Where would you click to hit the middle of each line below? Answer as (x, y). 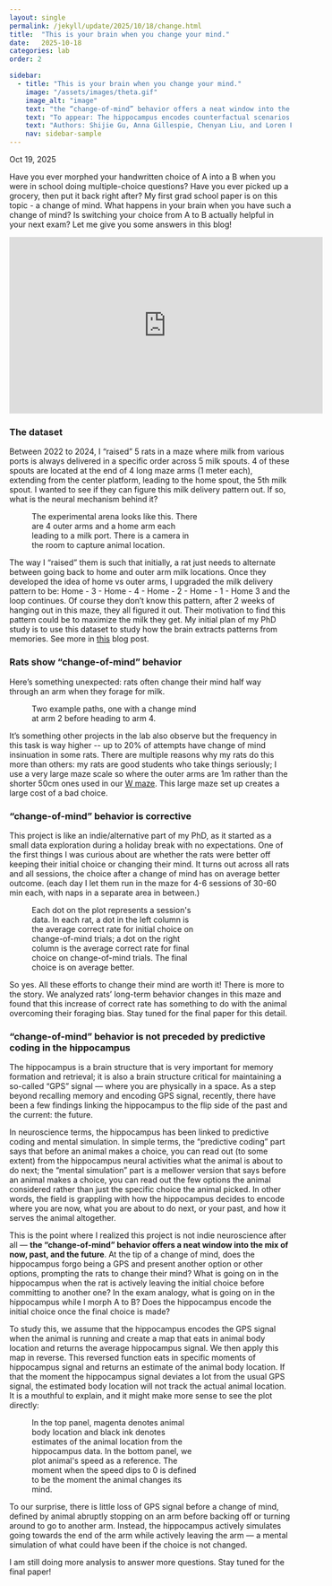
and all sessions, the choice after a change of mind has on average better (145, 873)
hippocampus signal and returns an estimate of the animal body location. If (147, 1367)
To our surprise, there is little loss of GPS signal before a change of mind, (144, 1507)
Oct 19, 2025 (33, 159)
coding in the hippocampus (70, 1048)
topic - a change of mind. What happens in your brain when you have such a (150, 205)
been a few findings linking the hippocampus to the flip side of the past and (149, 1105)
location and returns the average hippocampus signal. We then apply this (144, 1348)
